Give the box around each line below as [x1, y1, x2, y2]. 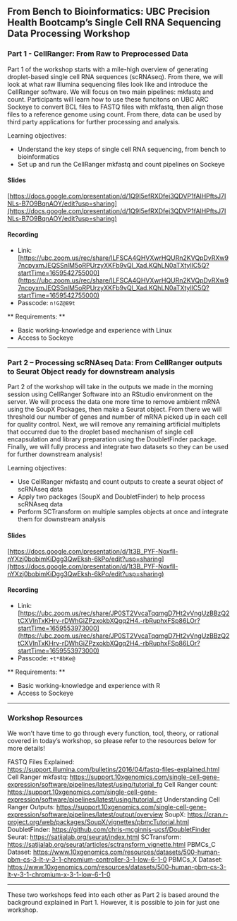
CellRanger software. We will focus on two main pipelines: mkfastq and [7, 88, 214, 96]
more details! [7, 744, 46, 753]
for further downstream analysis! [7, 450, 102, 458]
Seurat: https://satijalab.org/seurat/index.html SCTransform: [7, 833, 182, 841]
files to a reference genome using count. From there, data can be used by [7, 109, 221, 119]
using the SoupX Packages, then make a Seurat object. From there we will [7, 405, 222, 414]
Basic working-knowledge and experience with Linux [17, 326, 172, 335]
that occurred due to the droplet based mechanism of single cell [7, 427, 194, 436]
